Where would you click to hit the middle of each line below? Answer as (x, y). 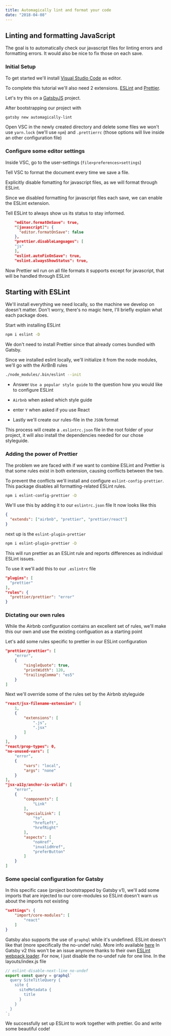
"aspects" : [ (38, 837)
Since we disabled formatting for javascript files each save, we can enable (84, 198)
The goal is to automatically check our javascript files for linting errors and (84, 48)
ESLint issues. (20, 559)
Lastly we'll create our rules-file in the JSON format (66, 420)
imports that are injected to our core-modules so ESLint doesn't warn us (82, 896)
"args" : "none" (40, 771)
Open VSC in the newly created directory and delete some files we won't (82, 127)
